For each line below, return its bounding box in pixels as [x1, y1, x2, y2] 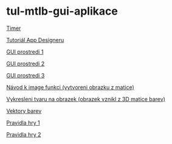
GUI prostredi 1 [6, 48, 44, 56]
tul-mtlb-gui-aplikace [6, 4, 119, 18]
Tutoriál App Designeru [6, 36, 64, 43]
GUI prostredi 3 [6, 71, 45, 79]
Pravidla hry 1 [6, 119, 41, 126]
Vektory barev [6, 107, 42, 114]
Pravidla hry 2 [6, 131, 41, 138]
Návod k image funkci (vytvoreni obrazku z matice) [6, 84, 135, 91]
